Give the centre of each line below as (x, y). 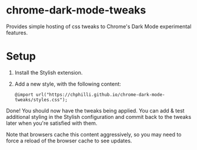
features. (17, 32)
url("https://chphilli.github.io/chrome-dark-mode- (101, 94)
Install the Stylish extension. (49, 72)
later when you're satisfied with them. (52, 123)
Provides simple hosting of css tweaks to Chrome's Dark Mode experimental (99, 26)
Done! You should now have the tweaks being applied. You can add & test (95, 110)
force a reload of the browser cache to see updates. (69, 141)
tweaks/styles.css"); (41, 100)
